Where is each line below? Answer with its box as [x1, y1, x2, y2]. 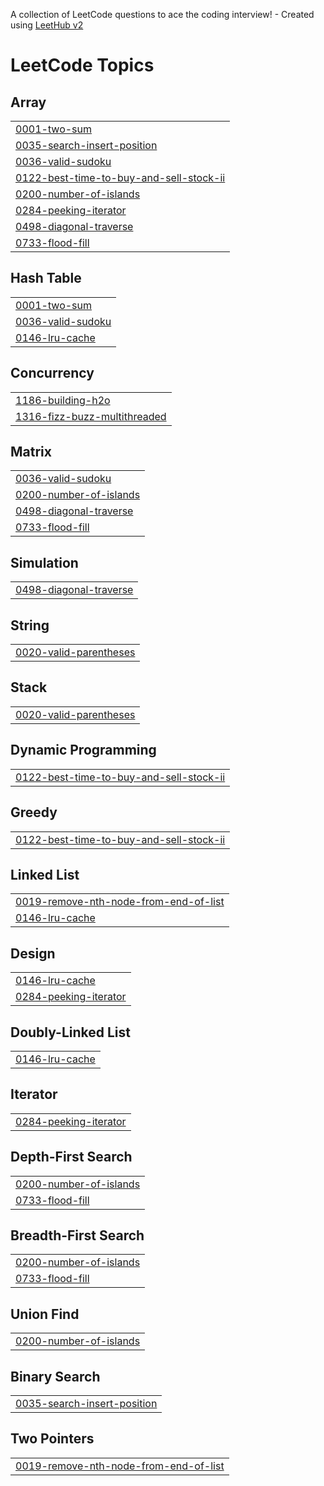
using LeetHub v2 [10, 19, 84, 31]
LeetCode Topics [10, 54, 155, 77]
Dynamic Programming [10, 742, 157, 759]
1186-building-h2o [15, 393, 111, 407]
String [10, 617, 50, 634]
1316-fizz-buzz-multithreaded [15, 409, 167, 423]
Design [10, 945, 56, 962]
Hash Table [10, 270, 82, 287]
